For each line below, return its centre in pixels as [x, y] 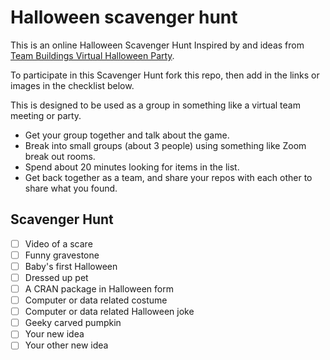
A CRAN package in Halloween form [99, 289]
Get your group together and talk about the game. [127, 135]
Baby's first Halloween [71, 266]
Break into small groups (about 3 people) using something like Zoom [165, 145]
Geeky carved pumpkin [73, 323]
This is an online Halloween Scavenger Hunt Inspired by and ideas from [157, 45]
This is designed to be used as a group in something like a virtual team [155, 105]
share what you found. [71, 188]
